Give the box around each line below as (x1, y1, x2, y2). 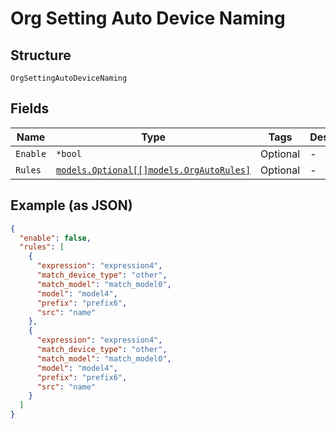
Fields (10, 100, 50, 117)
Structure (10, 47, 72, 64)
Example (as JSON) (10, 197, 133, 214)
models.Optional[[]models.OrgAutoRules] (56, 164, 252, 176)
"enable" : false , (19, 233, 92, 243)
